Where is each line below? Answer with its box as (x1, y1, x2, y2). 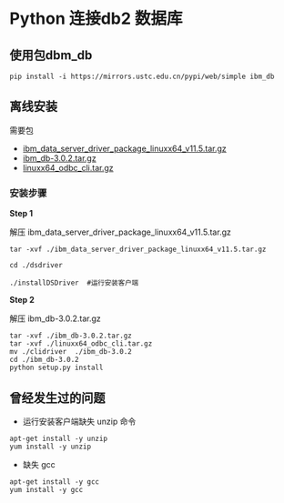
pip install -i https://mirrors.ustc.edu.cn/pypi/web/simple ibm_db (9, 72, 275, 81)
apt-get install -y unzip (9, 434, 107, 443)
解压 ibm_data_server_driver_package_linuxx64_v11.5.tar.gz (9, 226, 232, 237)
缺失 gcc (22, 458, 56, 469)
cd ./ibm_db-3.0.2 (9, 356, 79, 365)
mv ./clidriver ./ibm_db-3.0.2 (9, 347, 132, 357)
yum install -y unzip (9, 442, 92, 451)
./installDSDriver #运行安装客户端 (9, 278, 139, 287)
